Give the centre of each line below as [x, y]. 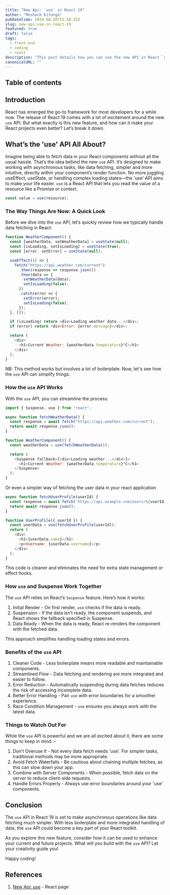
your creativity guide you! [32, 849]
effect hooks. [19, 573]
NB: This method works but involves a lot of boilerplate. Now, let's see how [83, 369]
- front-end [23, 43]
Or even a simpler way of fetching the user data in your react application [81, 488]
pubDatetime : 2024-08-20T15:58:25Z [43, 19]
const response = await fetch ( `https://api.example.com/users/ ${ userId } [88, 501]
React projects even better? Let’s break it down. [55, 128]
